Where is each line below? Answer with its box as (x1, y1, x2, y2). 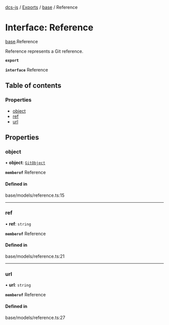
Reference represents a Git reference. (5, 48, 83, 54)
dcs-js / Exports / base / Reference (5, 5, 78, 10)
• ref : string (5, 221, 32, 227)
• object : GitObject (5, 159, 46, 166)
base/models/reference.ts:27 (5, 314, 65, 320)
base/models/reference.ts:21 (5, 254, 65, 260)
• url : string (5, 282, 31, 288)
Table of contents (5, 82, 61, 90)
